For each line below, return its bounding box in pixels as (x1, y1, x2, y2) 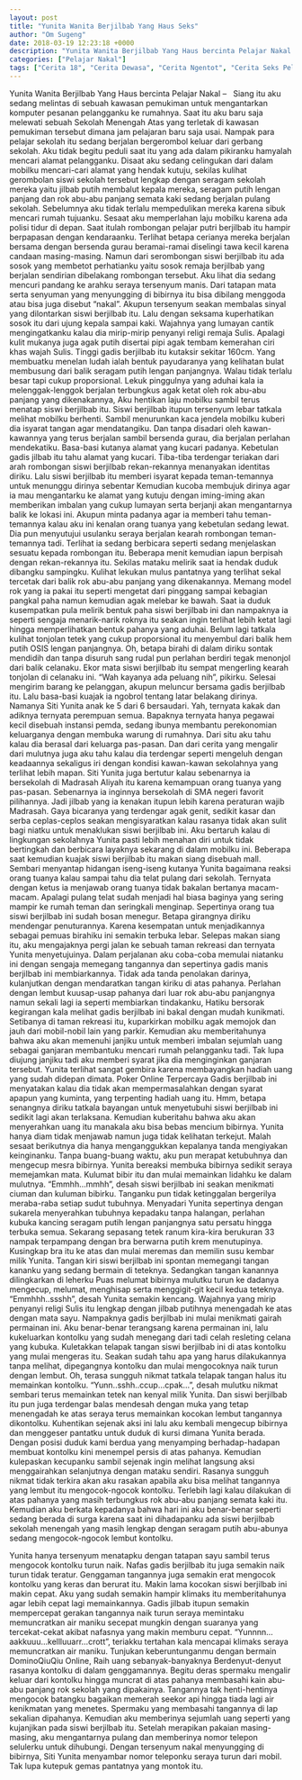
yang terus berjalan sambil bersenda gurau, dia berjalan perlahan (49, 432, 290, 443)
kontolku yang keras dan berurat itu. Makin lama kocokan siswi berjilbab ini (9, 1578, 288, 1589)
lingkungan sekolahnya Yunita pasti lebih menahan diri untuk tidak (9, 834, 254, 845)
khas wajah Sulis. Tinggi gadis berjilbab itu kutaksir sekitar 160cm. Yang (9, 346, 276, 357)
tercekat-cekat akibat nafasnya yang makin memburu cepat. (9, 1626, 233, 1637)
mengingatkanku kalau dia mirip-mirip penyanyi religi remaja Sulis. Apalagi (9, 327, 285, 338)
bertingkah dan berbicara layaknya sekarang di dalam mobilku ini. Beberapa (9, 844, 291, 854)
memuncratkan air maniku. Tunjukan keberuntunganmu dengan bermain (9, 1645, 277, 1657)
